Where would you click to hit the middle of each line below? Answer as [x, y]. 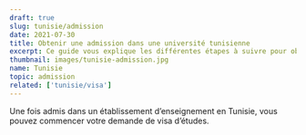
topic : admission [42, 77]
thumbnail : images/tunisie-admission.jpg [89, 60]
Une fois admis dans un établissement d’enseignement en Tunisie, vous [143, 111]
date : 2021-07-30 [42, 34]
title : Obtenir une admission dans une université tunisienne [130, 43]
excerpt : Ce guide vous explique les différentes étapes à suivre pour [148, 52]
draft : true [32, 18]
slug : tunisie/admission [56, 26]
